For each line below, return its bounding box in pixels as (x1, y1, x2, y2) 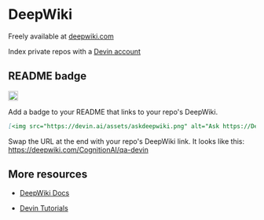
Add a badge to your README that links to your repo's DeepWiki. (8, 107, 218, 116)
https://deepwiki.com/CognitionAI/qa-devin (8, 145, 149, 154)
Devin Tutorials (19, 203, 68, 213)
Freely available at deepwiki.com (8, 31, 114, 41)
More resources (8, 167, 88, 181)
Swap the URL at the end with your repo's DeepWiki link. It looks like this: (8, 136, 245, 146)
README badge (8, 69, 87, 83)
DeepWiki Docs (19, 189, 70, 198)
